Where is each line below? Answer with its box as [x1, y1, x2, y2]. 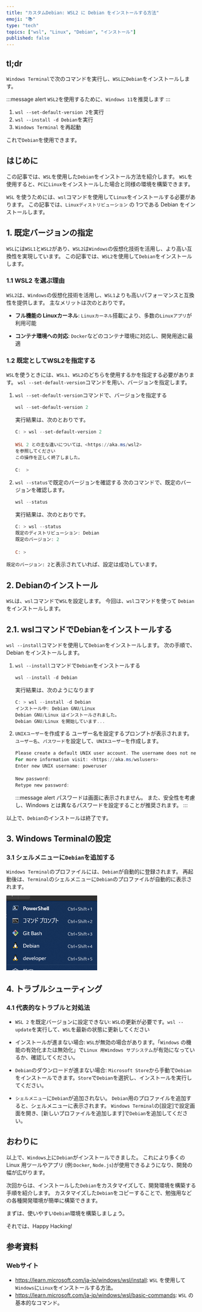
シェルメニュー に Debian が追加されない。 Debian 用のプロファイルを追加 [14, 1095, 186, 1102]
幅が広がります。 [6, 1169, 48, 1176]
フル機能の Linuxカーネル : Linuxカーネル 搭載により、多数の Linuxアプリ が [14, 312, 192, 319]
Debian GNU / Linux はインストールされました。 [14, 712, 119, 718]
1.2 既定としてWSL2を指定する [6, 356, 96, 365]
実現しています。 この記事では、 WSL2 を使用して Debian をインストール [22, 252, 193, 260]
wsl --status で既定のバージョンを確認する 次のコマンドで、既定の [14, 479, 181, 486]
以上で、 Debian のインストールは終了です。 [6, 814, 112, 822]
